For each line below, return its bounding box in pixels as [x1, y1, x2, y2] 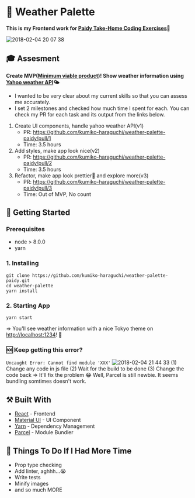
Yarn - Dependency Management [14, 423, 95, 430]
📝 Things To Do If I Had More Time [6, 446, 132, 456]
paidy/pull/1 [23, 135, 51, 142]
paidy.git [6, 277, 30, 283]
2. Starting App [6, 301, 51, 310]
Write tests [14, 473, 41, 480]
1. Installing [6, 259, 39, 267]
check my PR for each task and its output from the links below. [14, 111, 165, 118]
